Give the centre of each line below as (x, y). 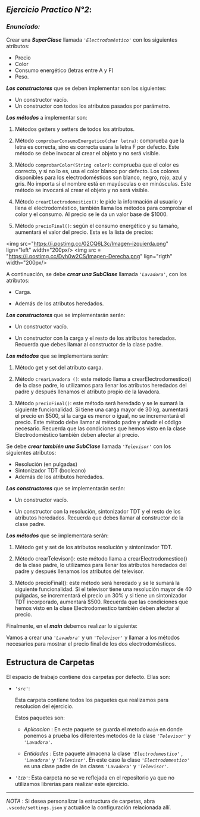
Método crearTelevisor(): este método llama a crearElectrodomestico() (101, 558)
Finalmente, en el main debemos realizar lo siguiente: (72, 626)
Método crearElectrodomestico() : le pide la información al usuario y (99, 201)
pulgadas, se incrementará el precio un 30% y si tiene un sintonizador (101, 595)
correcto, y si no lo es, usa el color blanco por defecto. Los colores (97, 171)
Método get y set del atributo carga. (59, 367)
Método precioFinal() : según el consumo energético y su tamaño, (97, 226)
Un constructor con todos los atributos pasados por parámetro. (93, 106)
